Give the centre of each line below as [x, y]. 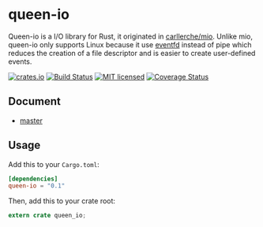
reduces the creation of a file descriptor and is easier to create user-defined [132, 53]
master [31, 121]
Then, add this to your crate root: [62, 201]
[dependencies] [33, 179]
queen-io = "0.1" [37, 186]
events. [20, 61]
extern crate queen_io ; [47, 216]
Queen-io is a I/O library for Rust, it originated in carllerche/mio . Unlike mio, [131, 36]
